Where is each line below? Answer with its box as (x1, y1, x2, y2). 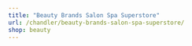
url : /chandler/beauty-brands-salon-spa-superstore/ (8, 19, 185, 27)
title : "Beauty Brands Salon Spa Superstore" (8, 11, 160, 19)
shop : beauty (8, 26, 51, 34)
